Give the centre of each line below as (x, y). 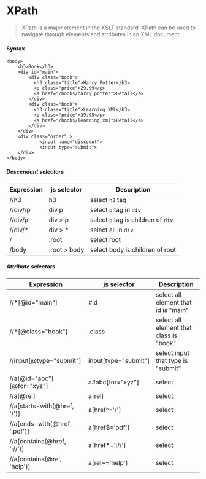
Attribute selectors (31, 266)
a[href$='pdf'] (109, 427)
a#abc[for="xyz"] (114, 383)
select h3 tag (108, 200)
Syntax (16, 48)
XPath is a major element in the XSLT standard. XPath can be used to (109, 28)
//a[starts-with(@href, (42, 406)
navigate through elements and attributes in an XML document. (101, 34)
